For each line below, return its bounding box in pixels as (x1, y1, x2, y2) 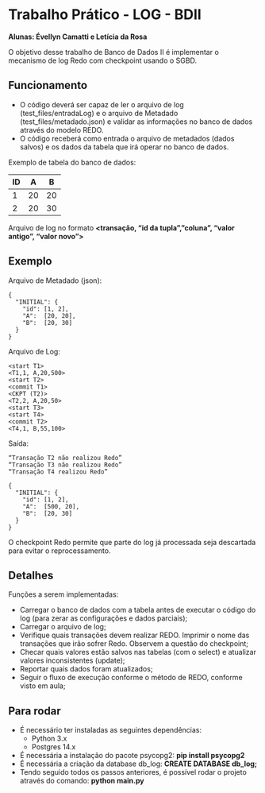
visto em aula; (19, 681, 66, 690)
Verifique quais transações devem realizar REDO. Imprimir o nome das (19, 630, 250, 640)
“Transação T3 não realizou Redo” (8, 461, 123, 469)
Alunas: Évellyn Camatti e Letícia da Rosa (8, 32, 148, 41)
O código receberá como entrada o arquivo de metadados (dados (19, 133, 235, 143)
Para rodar (8, 704, 61, 718)
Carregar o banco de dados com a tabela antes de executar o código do (19, 605, 256, 615)
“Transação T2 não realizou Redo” (8, 454, 123, 462)
